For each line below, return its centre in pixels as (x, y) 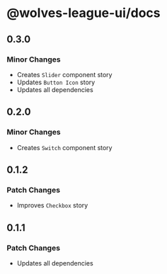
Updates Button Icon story (56, 82)
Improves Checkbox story (52, 205)
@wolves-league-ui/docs (83, 13)
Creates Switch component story (64, 147)
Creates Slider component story (64, 74)
